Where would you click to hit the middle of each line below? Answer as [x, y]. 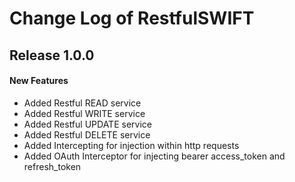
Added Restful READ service [82, 103]
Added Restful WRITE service [84, 113]
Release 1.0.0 [52, 55]
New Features [39, 81]
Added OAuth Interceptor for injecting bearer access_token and [154, 156]
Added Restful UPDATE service [87, 124]
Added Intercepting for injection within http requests [131, 145]
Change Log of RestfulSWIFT [132, 18]
